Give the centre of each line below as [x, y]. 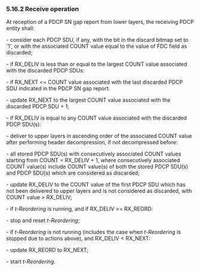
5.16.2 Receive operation [43, 9]
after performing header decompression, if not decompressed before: [92, 142]
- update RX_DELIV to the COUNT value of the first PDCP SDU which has [96, 185]
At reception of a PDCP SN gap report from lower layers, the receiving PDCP [100, 22]
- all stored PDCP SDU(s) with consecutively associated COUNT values [94, 154]
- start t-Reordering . [31, 261]
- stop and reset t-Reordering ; [43, 221]
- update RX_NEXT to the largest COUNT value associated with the [88, 100]
